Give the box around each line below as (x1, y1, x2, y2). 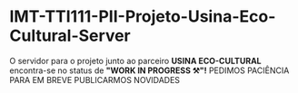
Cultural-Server (9, 25, 132, 46)
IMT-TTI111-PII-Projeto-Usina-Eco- (9, 6, 276, 27)
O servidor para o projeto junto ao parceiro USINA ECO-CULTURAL (9, 55, 262, 66)
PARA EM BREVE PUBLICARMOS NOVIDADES (9, 74, 180, 85)
